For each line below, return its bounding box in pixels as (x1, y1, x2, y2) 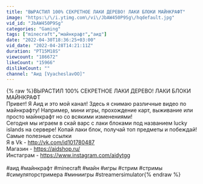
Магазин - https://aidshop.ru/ (6, 145, 81, 153)
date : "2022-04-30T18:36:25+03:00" (6, 37, 96, 43)
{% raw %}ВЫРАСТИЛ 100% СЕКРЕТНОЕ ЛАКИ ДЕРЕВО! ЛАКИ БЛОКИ (6, 87, 191, 94)
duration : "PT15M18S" (6, 48, 61, 54)
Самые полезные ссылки (6, 133, 72, 140)
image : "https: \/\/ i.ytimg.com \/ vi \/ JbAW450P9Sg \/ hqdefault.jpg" (6, 15, 175, 21)
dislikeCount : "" (6, 65, 50, 71)
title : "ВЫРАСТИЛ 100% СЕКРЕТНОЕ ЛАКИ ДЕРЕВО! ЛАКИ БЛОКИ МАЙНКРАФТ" (6, 8, 186, 15)
